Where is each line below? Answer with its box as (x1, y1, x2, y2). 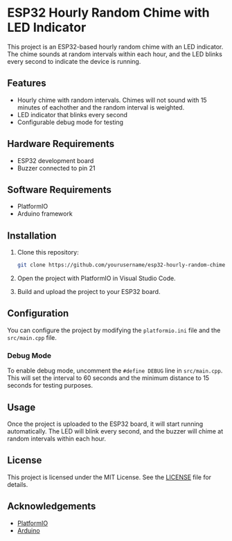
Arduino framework (17, 209, 73, 218)
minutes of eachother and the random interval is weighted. (17, 103, 185, 112)
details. (7, 480, 28, 488)
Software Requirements (7, 184, 112, 196)
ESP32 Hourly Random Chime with (7, 5, 210, 21)
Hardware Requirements (7, 138, 115, 150)
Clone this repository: (17, 248, 79, 257)
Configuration (7, 307, 69, 320)
